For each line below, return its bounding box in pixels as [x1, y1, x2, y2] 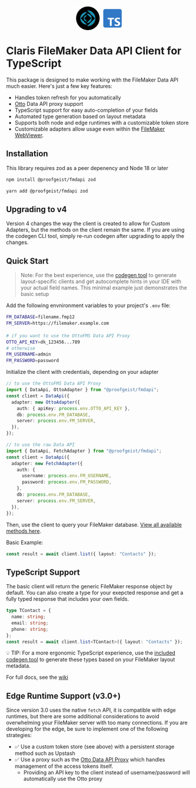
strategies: [6, 732, 32, 739]
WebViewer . [14, 131, 44, 139]
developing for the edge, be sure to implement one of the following [6, 725, 168, 732]
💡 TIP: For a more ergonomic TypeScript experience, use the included [6, 649, 175, 656]
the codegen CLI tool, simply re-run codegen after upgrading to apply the [6, 233, 184, 240]
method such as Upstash [14, 750, 75, 757]
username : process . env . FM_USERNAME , [21, 473, 112, 479]
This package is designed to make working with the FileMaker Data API [6, 76, 178, 83]
